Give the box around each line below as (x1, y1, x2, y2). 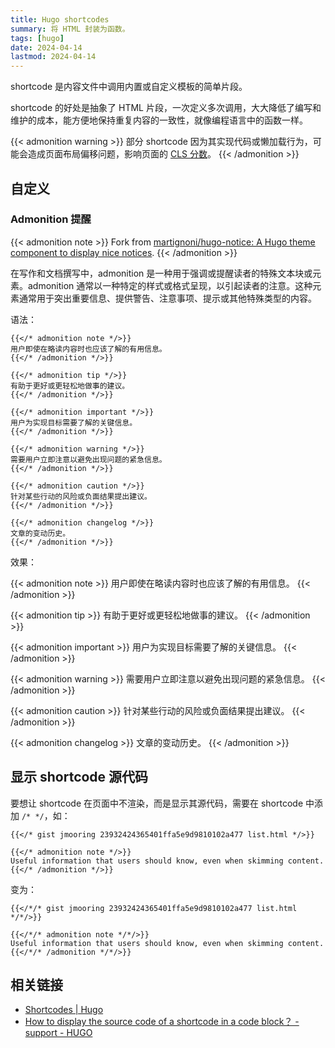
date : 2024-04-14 (10, 42, 83, 53)
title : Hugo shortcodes (10, 14, 110, 25)
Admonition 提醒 (10, 212, 92, 226)
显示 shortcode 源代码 (10, 769, 149, 786)
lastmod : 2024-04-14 (10, 52, 97, 62)
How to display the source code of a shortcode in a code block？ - (24, 1016, 300, 1028)
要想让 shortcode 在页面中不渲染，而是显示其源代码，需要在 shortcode (10, 797, 304, 809)
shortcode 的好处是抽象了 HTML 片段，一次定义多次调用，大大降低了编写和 (10, 102, 322, 114)
